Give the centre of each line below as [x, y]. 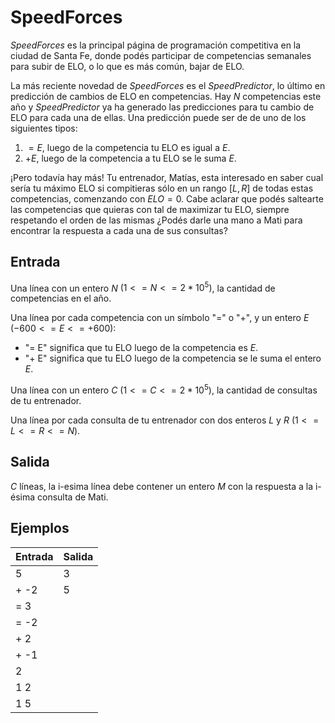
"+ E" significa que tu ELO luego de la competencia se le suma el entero [173, 358]
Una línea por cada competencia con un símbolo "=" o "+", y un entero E [160, 318]
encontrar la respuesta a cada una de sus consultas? [119, 230]
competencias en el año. [61, 298]
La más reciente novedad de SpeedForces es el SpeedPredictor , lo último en [168, 85]
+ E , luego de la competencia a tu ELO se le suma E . [130, 158]
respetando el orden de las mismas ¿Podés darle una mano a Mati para [156, 220]
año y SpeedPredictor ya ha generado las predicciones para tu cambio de [162, 107]
